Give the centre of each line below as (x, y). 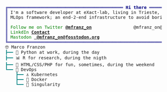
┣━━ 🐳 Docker (31, 79)
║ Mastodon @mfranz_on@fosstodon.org (52, 37)
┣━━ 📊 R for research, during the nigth (56, 58)
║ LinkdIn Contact (28, 32)
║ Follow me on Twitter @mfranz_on (48, 27)
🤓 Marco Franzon (25, 47)
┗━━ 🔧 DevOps (21, 69)
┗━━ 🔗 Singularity (38, 84)
